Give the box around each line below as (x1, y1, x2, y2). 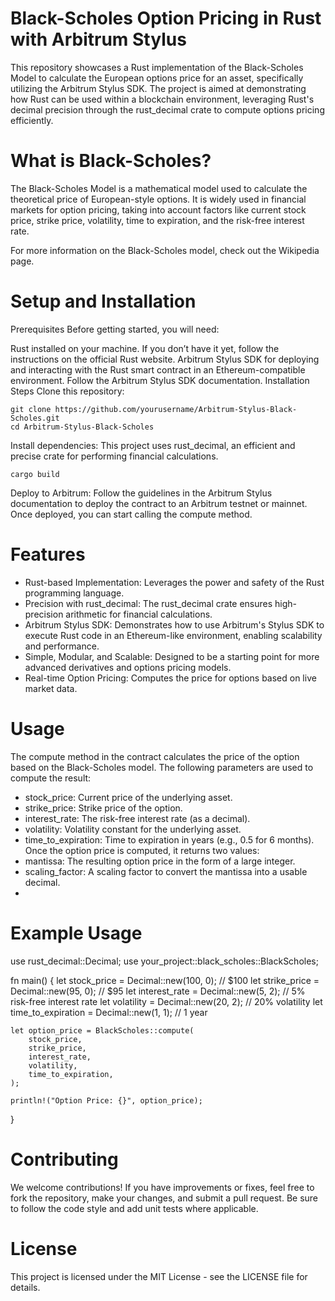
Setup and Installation (10, 290, 197, 313)
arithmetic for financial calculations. (65, 608, 213, 620)
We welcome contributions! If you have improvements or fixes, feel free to (10, 1181, 315, 1193)
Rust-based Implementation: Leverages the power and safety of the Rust (24, 576, 325, 588)
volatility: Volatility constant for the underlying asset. (24, 823, 242, 835)
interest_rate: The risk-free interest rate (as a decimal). (24, 812, 251, 824)
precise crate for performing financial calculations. (10, 450, 219, 462)
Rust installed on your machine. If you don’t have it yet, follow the (10, 342, 280, 354)
